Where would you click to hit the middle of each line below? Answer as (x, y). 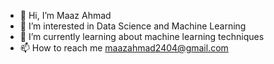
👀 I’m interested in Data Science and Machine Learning (133, 26)
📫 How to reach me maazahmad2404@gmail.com (124, 48)
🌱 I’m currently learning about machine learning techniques (142, 36)
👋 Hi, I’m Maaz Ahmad (65, 15)
